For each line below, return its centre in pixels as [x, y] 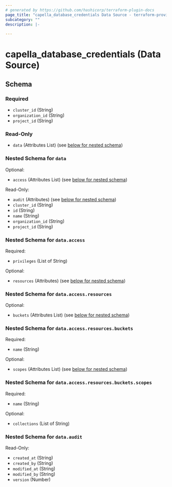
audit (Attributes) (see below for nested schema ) [64, 199]
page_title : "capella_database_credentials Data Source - [68, 15]
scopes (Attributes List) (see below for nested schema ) [70, 369]
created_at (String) [33, 458]
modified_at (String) [34, 469]
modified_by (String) [34, 474]
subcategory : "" [23, 19]
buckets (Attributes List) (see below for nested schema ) [71, 315]
